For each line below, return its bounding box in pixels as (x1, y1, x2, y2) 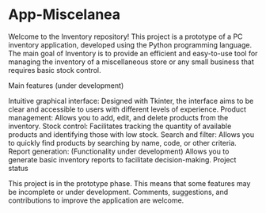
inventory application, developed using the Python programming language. (8, 40, 253, 49)
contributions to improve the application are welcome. (8, 196, 184, 205)
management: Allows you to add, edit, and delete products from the (8, 112, 229, 122)
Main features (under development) (8, 81, 124, 90)
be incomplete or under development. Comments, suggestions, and (8, 187, 229, 196)
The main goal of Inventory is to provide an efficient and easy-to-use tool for (8, 48, 258, 58)
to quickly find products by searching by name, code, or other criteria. (8, 138, 237, 147)
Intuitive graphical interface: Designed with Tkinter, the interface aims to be (8, 96, 254, 105)
